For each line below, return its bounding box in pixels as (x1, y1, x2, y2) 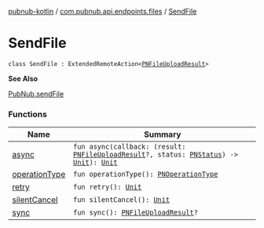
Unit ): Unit (73, 158, 118, 167)
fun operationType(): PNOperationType (73, 170, 218, 179)
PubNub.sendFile (8, 89, 64, 98)
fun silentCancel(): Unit (73, 196, 170, 204)
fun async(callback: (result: (73, 142, 186, 152)
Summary (144, 129, 181, 140)
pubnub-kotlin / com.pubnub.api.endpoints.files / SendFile (8, 7, 197, 16)
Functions (8, 108, 47, 120)
